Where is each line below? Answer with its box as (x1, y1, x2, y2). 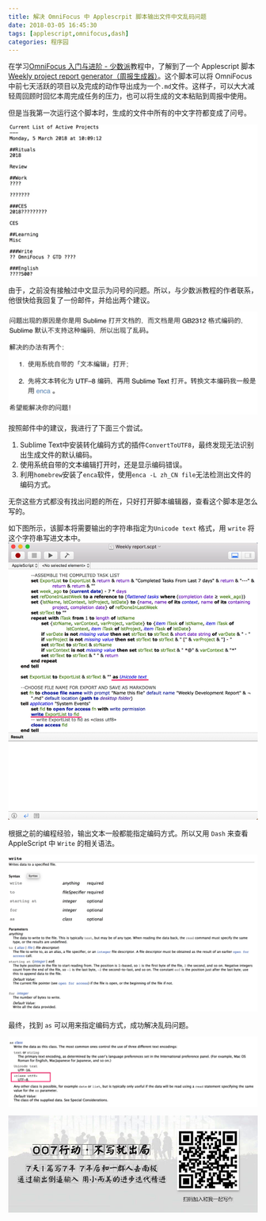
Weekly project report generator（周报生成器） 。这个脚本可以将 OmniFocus (8, 71, 253, 81)
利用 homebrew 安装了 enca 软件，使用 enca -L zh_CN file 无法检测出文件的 (19, 469, 252, 479)
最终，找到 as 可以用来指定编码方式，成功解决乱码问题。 (8, 1020, 193, 1030)
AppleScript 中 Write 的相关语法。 (8, 839, 119, 848)
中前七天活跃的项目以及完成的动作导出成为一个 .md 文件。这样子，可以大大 (8, 82, 248, 91)
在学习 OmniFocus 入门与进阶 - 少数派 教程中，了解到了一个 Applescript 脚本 (8, 62, 256, 71)
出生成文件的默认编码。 (19, 450, 97, 459)
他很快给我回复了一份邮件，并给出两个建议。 (8, 296, 154, 305)
